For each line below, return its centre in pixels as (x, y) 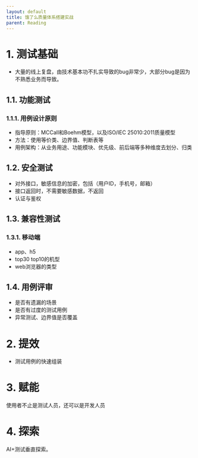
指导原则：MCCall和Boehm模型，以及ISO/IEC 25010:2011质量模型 (95, 132)
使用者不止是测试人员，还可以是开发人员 (56, 406)
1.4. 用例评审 (29, 287)
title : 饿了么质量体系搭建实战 (40, 17)
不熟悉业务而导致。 (38, 79)
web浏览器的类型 (36, 267)
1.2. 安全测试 (29, 168)
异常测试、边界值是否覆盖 (46, 317)
